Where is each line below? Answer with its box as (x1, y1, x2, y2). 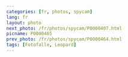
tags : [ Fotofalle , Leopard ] (6, 42, 77, 48)
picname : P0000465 (6, 31, 52, 37)
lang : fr (6, 14, 28, 20)
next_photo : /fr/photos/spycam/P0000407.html (6, 25, 122, 31)
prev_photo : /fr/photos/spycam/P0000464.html (6, 36, 122, 42)
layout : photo (6, 20, 42, 26)
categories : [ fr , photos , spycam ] (6, 8, 93, 15)
